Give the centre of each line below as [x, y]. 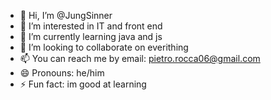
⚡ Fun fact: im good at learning [83, 84]
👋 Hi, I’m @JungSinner [66, 15]
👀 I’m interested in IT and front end [91, 26]
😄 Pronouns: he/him [62, 73]
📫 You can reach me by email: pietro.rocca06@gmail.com [140, 58]
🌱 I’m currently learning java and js [91, 36]
